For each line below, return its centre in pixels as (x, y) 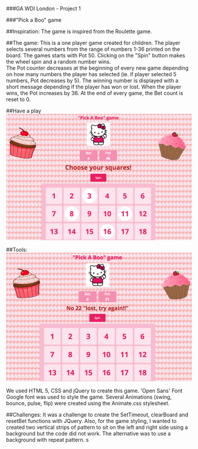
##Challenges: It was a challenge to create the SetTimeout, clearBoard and (97, 414)
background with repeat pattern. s (47, 440)
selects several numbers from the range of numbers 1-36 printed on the (93, 49)
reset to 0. (19, 99)
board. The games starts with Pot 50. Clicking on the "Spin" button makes (96, 55)
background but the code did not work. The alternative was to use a (88, 433)
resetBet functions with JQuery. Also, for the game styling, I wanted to (91, 421)
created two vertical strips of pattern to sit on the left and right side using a (97, 427)
